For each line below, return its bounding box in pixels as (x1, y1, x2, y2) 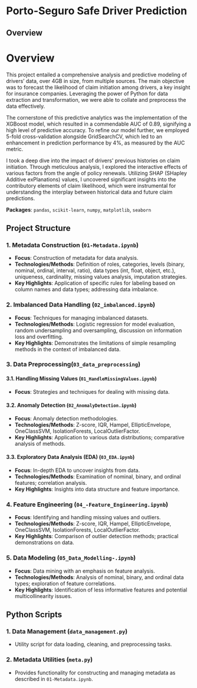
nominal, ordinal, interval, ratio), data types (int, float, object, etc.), (14, 267, 176, 274)
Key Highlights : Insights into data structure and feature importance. (14, 486, 180, 493)
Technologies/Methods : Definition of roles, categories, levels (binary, (14, 261, 185, 268)
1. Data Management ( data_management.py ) (6, 627, 128, 635)
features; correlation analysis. (14, 480, 87, 487)
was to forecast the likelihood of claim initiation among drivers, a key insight (6, 83, 191, 91)
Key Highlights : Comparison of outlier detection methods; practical (14, 533, 179, 540)
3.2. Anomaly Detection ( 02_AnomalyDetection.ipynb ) (6, 401, 137, 409)
